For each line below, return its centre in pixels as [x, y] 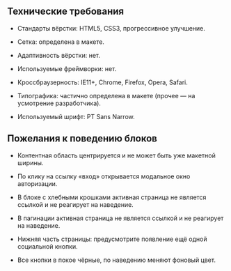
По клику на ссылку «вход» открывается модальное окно [104, 176]
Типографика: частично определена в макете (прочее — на [106, 95]
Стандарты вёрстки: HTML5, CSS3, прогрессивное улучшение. [111, 28]
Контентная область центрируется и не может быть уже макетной [116, 155]
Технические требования [65, 11]
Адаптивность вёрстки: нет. [59, 55]
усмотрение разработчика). [59, 103]
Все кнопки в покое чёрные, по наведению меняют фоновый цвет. [116, 260]
